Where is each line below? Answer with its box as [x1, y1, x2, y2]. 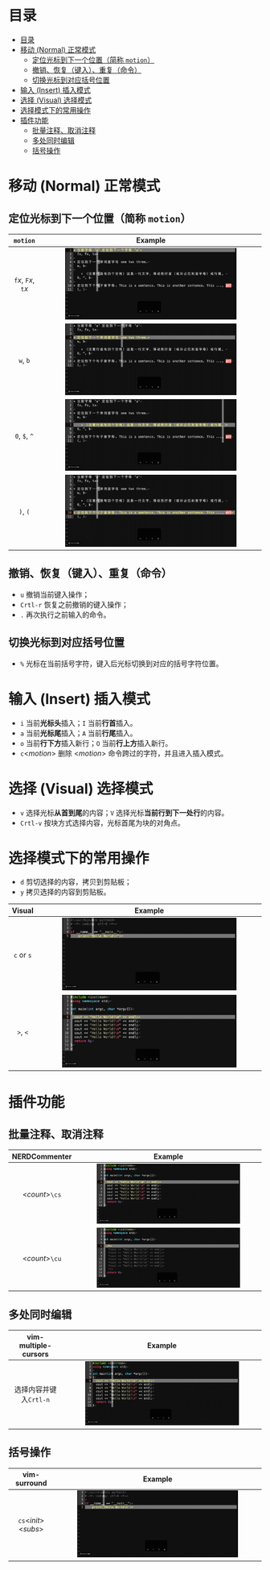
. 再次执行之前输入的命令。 [19, 610, 111, 619]
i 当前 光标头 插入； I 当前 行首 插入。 [19, 718, 138, 727]
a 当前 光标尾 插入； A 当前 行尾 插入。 [19, 728, 138, 738]
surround [14, 1478, 47, 1488]
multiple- [18, 1340, 52, 1350]
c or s [13, 950, 32, 960]
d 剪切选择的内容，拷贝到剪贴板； [19, 877, 132, 887]
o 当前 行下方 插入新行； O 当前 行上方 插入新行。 [19, 738, 173, 748]
